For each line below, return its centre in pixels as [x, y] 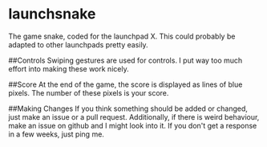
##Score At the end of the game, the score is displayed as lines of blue [125, 84]
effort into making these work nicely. [69, 68]
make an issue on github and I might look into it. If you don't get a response [133, 125]
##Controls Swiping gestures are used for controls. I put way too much [125, 60]
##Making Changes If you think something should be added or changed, [128, 108]
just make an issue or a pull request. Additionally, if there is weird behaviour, [134, 116]
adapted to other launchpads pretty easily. [78, 44]
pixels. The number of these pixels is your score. [89, 92]
